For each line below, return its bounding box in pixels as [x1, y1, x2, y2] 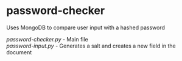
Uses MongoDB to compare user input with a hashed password [6, 24, 166, 31]
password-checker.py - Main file [6, 35, 88, 43]
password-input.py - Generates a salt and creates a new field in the [6, 42, 176, 49]
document [6, 48, 32, 56]
